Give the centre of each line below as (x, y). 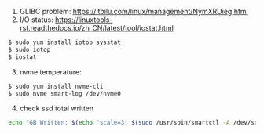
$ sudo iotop (29, 49)
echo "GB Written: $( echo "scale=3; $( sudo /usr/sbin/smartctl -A (119, 123)
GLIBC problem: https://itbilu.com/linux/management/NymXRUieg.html (134, 11)
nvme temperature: (50, 72)
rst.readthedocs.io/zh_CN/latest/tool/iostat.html (97, 28)
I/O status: (36, 20)
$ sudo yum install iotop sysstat (65, 42)
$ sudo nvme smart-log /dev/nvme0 (65, 93)
